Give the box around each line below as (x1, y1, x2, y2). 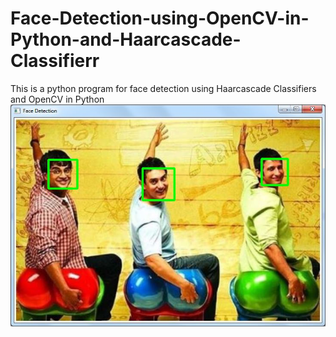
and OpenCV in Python (10, 93, 105, 105)
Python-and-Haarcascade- (10, 28, 242, 51)
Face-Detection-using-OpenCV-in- (10, 7, 310, 30)
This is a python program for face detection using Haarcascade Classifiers (10, 82, 317, 94)
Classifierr (10, 50, 100, 72)
